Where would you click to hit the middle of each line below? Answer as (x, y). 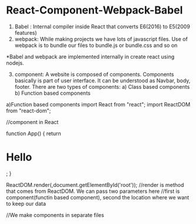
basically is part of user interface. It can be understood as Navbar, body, (102, 81)
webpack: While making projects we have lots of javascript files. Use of (101, 39)
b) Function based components (52, 93)
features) (26, 32)
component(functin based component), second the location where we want (98, 197)
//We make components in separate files (55, 215)
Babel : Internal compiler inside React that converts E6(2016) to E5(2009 (102, 26)
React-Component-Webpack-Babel (94, 10)
